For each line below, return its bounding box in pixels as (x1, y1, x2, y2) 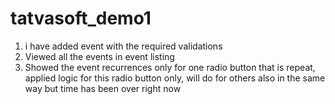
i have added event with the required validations (24, 40, 223, 52)
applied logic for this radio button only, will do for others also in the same (24, 72, 326, 84)
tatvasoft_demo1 (10, 7, 152, 30)
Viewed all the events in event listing (24, 50, 175, 62)
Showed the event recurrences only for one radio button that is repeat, (24, 61, 316, 73)
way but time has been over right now (24, 82, 182, 94)
